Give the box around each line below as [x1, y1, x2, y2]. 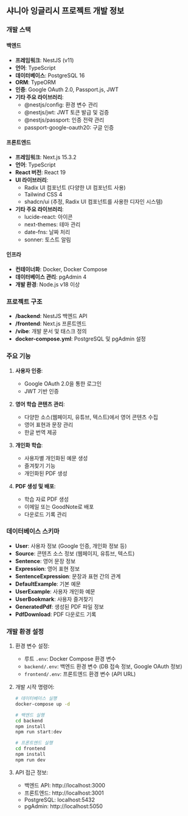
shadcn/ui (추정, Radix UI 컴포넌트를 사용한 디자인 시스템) [24, 198, 163, 205]
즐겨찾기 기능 [24, 462, 56, 469]
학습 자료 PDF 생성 [24, 495, 69, 503]
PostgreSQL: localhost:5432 [24, 796, 96, 803]
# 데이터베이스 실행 [15, 696, 57, 702]
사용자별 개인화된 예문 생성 [24, 454, 88, 462]
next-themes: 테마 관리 [24, 221, 81, 228]
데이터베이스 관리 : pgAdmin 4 [15, 273, 87, 280]
